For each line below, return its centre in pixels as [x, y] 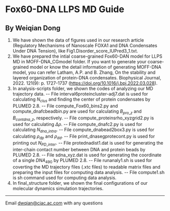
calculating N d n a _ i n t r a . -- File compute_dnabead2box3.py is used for [83, 130]
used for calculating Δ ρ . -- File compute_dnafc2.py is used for [77, 124]
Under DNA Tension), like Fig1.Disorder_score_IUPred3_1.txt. [75, 51]
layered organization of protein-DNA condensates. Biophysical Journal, [87, 78]
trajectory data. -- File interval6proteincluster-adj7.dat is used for [80, 94]
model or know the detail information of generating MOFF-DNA [95, 67]
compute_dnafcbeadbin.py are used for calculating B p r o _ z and [77, 112]
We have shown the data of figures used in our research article [78, 40]
